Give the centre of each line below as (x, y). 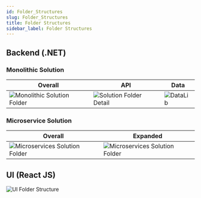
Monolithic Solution (35, 69)
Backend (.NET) (36, 52)
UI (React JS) (31, 175)
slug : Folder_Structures (37, 17)
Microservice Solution (39, 120)
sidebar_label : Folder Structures (49, 28)
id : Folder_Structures (34, 12)
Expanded (147, 136)
